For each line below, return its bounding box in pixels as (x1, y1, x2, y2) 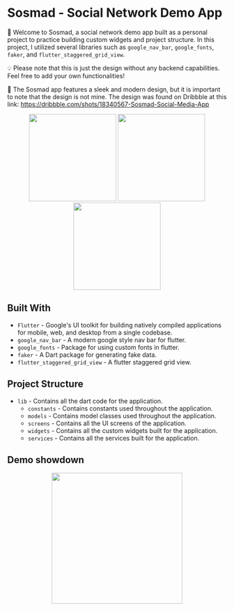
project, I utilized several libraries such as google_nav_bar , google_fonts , (7, 43, 214, 51)
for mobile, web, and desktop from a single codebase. (17, 328, 173, 337)
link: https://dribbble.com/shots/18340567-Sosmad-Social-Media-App (7, 100, 210, 108)
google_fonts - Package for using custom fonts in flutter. (17, 343, 180, 351)
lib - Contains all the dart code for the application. (17, 397, 163, 405)
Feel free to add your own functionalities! (7, 71, 125, 80)
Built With (7, 302, 51, 314)
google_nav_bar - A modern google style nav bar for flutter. (17, 335, 187, 344)
